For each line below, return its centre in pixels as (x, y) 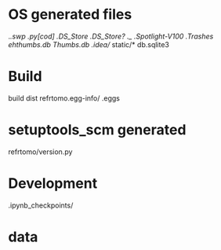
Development (53, 183)
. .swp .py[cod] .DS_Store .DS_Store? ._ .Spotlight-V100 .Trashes (111, 36)
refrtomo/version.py (40, 152)
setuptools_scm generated (97, 130)
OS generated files (70, 15)
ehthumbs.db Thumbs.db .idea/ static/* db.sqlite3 (89, 44)
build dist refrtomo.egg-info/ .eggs (64, 98)
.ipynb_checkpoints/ (41, 205)
